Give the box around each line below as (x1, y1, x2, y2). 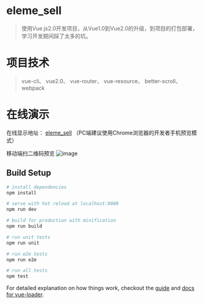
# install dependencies (6, 184, 67, 190)
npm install (6, 190, 37, 196)
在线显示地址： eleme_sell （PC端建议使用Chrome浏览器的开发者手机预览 (6, 129, 192, 136)
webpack (21, 84, 45, 92)
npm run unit (6, 240, 40, 246)
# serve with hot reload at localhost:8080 (6, 201, 119, 207)
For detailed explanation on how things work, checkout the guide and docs (6, 284, 194, 292)
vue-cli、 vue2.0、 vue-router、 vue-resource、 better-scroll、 (21, 77, 182, 84)
